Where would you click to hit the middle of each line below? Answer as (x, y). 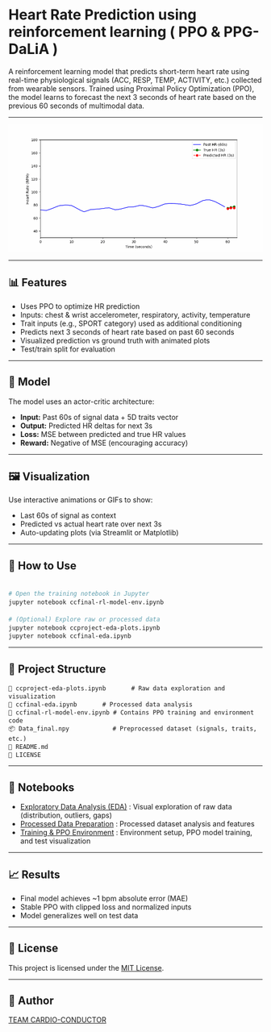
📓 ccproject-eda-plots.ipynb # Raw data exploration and (117, 689)
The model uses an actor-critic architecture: (81, 402)
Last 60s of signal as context (68, 516)
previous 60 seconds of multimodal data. (77, 106)
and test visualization (55, 841)
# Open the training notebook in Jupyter (79, 594)
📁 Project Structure (57, 669)
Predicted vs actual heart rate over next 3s (91, 524)
